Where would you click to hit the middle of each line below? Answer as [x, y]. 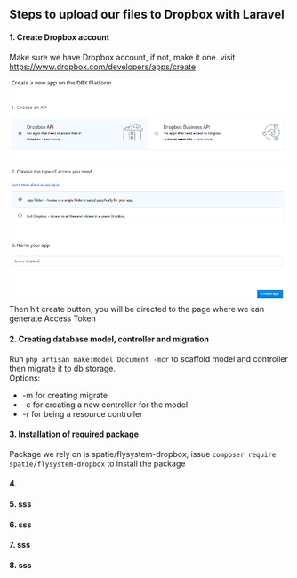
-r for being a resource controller [82, 413]
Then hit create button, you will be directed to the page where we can [137, 309]
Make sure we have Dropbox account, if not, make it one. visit [122, 57]
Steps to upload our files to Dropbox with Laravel [147, 15]
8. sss [20, 565]
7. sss [20, 545]
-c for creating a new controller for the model [105, 405]
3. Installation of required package [74, 434]
